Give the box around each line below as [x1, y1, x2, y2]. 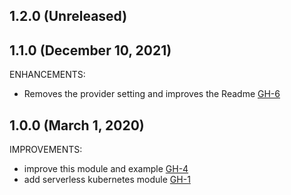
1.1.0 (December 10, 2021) [9, 42, 172, 59]
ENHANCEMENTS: [9, 69, 86, 81]
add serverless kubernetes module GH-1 [23, 174, 191, 186]
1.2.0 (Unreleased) [9, 8, 128, 25]
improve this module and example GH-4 [23, 163, 189, 175]
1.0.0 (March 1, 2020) [9, 117, 145, 134]
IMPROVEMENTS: [9, 144, 83, 156]
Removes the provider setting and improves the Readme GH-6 [23, 88, 281, 100]
